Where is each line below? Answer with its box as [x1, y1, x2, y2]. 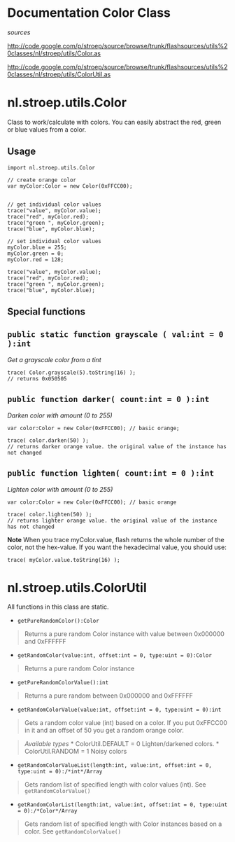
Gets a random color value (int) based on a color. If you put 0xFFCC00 [24, 719, 227, 727]
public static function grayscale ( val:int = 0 [7, 329, 224, 340]
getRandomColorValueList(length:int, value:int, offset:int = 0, [17, 762, 212, 769]
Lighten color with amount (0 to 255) [7, 485, 113, 493]
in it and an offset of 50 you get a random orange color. [24, 726, 184, 735]
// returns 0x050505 [7, 375, 68, 382]
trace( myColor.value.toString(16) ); [7, 556, 120, 563]
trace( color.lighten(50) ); [7, 511, 92, 518]
